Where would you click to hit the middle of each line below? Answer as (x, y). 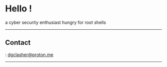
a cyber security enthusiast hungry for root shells (56, 22)
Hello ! (19, 9)
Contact (18, 43)
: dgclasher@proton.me (29, 55)
